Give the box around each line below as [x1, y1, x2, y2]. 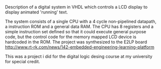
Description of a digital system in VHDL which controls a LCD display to [5, 4, 148, 10]
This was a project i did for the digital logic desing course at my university [5, 54, 153, 59]
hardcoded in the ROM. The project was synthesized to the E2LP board [5, 39, 147, 45]
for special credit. [5, 59, 40, 64]
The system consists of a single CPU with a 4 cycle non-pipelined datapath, [5, 19, 157, 24]
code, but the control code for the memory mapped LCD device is [5, 34, 137, 40]
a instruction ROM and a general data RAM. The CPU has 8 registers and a [5, 24, 154, 29]
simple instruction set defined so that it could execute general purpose [5, 29, 146, 34]
